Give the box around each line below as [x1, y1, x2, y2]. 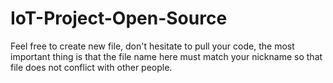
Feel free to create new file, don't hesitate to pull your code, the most [10, 40, 295, 52]
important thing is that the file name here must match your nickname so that [10, 50, 323, 62]
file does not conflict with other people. [10, 61, 173, 73]
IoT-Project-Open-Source [10, 7, 228, 30]
